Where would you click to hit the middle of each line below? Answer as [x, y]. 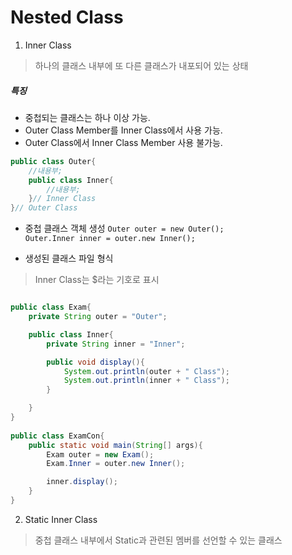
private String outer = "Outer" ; [98, 317]
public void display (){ [95, 362]
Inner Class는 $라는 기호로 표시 [97, 280]
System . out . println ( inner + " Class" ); [146, 381]
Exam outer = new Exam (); [100, 454]
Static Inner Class [61, 519]
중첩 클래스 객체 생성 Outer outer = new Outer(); [124, 228]
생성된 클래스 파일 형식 [69, 258]
